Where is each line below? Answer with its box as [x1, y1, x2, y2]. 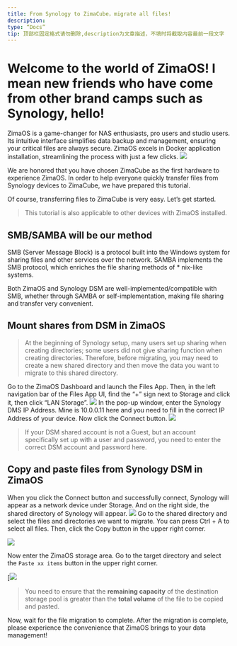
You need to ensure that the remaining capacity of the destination [24, 587, 219, 595]
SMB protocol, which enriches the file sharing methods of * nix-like [7, 263, 203, 271]
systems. [7, 270, 34, 279]
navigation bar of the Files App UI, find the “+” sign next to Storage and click [7, 390, 231, 398]
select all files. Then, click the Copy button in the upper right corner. [7, 524, 207, 533]
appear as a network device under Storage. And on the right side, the [7, 500, 209, 509]
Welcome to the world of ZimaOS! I [7, 61, 216, 76]
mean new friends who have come [7, 76, 214, 92]
